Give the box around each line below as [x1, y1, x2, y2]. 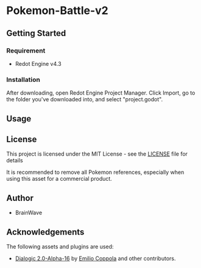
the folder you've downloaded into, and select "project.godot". [6, 96, 163, 103]
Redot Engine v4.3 [15, 60, 62, 67]
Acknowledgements [6, 226, 85, 237]
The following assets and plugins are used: [6, 243, 114, 250]
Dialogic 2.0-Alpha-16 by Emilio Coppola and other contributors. [15, 255, 176, 262]
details [6, 157, 23, 164]
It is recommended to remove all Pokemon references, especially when [6, 168, 185, 176]
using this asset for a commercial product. [6, 175, 113, 183]
